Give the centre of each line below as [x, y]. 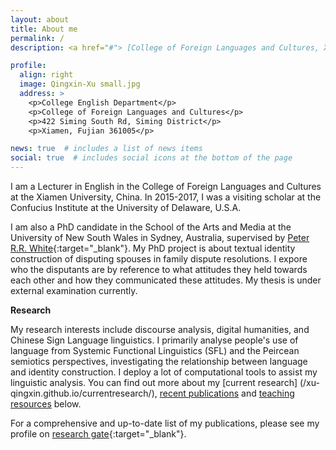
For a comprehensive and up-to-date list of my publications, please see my [165, 423]
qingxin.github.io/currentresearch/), [84, 393]
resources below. [46, 404]
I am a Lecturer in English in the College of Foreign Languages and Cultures [166, 186]
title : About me [44, 29]
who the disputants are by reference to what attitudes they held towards [159, 269]
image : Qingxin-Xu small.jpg [80, 84]
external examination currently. [74, 290]
